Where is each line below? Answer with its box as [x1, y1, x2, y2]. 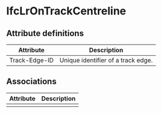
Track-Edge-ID [9, 56, 54, 64]
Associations [6, 76, 57, 87]
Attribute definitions [6, 28, 84, 38]
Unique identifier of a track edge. [59, 56, 153, 64]
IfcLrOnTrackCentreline [6, 4, 126, 18]
